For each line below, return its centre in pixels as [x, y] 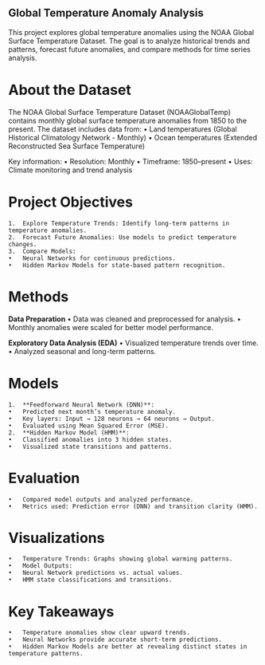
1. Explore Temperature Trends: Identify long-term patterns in [119, 223]
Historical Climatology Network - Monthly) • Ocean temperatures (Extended [133, 137]
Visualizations [57, 538]
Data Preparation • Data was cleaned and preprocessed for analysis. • [125, 319]
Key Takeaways [61, 611]
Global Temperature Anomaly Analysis [106, 13]
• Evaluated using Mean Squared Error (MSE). [89, 426]
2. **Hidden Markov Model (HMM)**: [69, 433]
